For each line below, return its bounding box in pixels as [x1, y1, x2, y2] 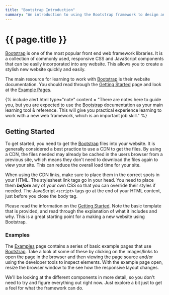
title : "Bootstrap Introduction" [5, 7, 75, 13]
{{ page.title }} [5, 34, 67, 45]
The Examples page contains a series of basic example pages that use [5, 243, 152, 249]
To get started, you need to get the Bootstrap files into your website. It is [5, 140, 155, 146]
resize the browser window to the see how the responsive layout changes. [5, 264, 159, 270]
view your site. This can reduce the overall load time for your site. [5, 162, 141, 168]
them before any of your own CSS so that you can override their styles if [5, 182, 156, 189]
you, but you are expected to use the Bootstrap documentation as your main [5, 102, 163, 108]
